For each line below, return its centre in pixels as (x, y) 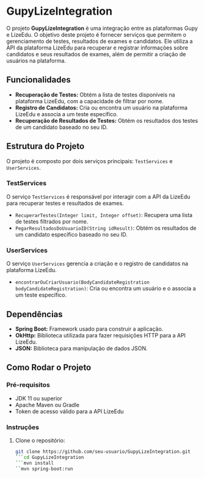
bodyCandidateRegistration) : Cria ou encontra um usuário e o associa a (106, 289)
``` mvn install (35, 463)
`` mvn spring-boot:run (44, 469)
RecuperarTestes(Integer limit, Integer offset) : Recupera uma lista (104, 215)
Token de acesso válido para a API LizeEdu (69, 411)
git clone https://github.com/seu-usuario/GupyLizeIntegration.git (103, 451)
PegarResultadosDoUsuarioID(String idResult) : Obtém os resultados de (106, 228)
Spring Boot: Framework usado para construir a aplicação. (89, 329)
